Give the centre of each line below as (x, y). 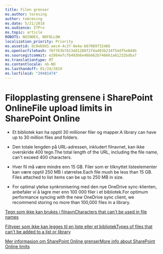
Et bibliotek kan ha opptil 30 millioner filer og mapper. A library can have (84, 132)
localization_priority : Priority (39, 42)
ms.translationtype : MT (29, 60)
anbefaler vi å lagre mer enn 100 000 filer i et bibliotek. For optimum (80, 192)
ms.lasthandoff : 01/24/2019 (34, 69)
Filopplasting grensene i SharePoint (79, 98)
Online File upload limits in (59, 108)
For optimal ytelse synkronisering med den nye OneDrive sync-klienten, (84, 186)
